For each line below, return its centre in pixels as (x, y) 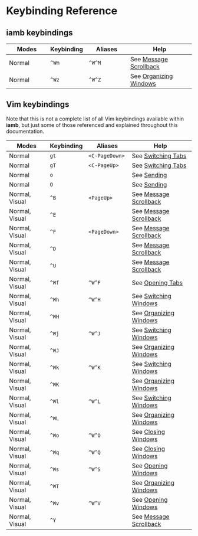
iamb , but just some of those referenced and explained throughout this (92, 125)
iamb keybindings (39, 33)
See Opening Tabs (157, 283)
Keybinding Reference (62, 11)
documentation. (25, 131)
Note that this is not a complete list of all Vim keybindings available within (95, 119)
